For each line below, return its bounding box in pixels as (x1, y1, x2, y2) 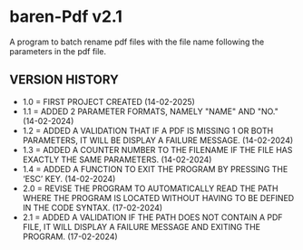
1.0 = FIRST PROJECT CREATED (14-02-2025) (22, 96, 195, 107)
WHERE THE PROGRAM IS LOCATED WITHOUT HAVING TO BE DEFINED (22, 192, 295, 203)
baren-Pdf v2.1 (9, 6, 122, 27)
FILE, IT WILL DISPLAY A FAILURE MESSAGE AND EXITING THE (22, 221, 261, 232)
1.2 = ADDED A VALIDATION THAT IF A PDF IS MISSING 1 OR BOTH (22, 125, 274, 136)
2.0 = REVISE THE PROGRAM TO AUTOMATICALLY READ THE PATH (22, 183, 279, 194)
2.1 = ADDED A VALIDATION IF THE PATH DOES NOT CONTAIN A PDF (22, 211, 283, 223)
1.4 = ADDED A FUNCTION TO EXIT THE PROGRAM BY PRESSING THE (22, 163, 288, 174)
